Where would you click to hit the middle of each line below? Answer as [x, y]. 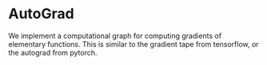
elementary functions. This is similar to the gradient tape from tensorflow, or [133, 44]
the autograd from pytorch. [53, 52]
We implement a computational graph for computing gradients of [115, 36]
